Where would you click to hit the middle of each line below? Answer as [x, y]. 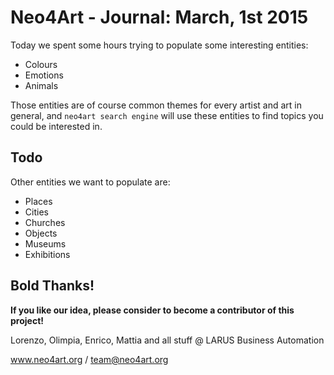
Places [38, 201]
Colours [41, 64]
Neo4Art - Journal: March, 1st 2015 [159, 17]
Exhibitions [47, 254]
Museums [45, 243]
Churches [45, 222]
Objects [41, 233]
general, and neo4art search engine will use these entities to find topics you [167, 115]
